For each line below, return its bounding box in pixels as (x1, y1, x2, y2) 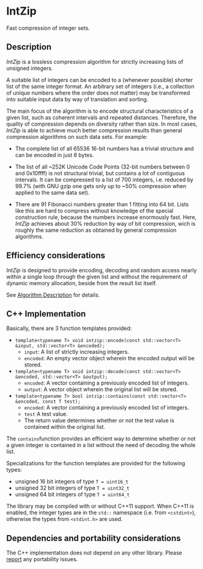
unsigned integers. (6, 64, 53, 72)
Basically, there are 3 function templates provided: (6, 325, 132, 332)
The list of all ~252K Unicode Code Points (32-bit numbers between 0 (15, 163, 190, 170)
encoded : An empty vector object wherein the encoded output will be (24, 355, 195, 362)
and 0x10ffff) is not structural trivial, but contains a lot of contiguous (15, 169, 185, 177)
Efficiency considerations (6, 251, 105, 261)
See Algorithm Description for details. (6, 291, 100, 298)
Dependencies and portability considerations (6, 533, 181, 544)
